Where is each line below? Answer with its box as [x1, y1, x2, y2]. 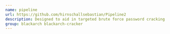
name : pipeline [5, 7, 38, 12]
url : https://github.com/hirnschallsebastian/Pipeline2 [5, 12, 126, 17]
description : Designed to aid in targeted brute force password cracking [5, 16, 165, 21]
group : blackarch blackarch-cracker [5, 21, 83, 26]
